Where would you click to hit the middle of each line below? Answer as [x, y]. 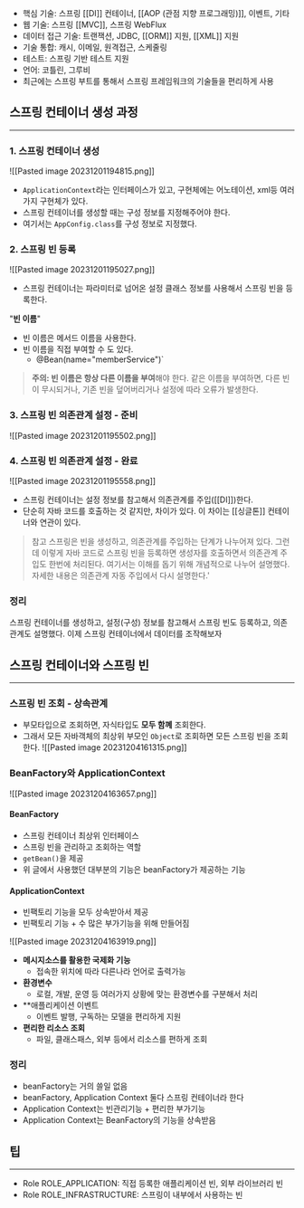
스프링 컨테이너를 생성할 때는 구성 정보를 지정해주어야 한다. [126, 213]
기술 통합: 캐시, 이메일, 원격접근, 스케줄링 [95, 47]
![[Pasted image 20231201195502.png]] [83, 435]
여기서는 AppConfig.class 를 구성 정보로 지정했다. [109, 224]
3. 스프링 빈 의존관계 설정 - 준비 [74, 415]
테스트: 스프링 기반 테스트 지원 [76, 58]
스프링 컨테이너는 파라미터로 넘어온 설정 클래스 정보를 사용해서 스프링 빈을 [153, 289]
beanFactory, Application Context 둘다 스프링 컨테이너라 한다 [133, 1098]
